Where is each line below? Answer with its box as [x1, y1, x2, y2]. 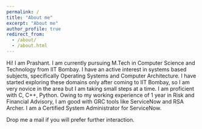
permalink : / [6, 8, 40, 15]
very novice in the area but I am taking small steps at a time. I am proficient [6, 85, 195, 92]
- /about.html [12, 43, 47, 49]
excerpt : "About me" [6, 20, 59, 26]
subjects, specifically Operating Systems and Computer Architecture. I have [6, 72, 197, 79]
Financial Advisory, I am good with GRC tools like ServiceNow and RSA [6, 98, 184, 105]
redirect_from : [6, 31, 45, 38]
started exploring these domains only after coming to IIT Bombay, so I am [6, 78, 190, 85]
